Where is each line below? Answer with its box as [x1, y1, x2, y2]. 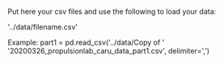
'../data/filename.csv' [7, 22, 78, 31]
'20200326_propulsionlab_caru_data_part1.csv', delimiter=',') [7, 46, 210, 55]
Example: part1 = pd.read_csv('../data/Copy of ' [7, 37, 165, 47]
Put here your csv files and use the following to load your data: [7, 7, 217, 16]
